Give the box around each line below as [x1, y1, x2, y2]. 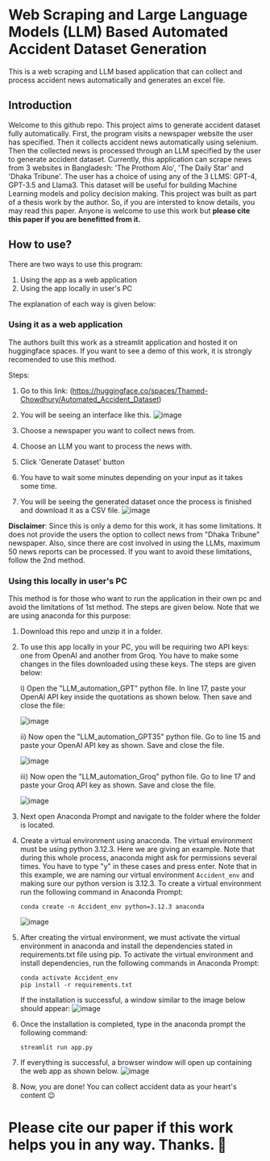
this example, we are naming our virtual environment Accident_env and [19, 870, 255, 880]
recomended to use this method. [8, 354, 117, 364]
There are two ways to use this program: [8, 259, 143, 269]
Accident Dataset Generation [8, 40, 207, 58]
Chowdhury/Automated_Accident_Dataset [19, 394, 160, 404]
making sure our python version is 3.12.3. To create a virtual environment [19, 879, 262, 888]
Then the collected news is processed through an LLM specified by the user [8, 145, 262, 155]
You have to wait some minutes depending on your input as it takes [19, 472, 243, 482]
